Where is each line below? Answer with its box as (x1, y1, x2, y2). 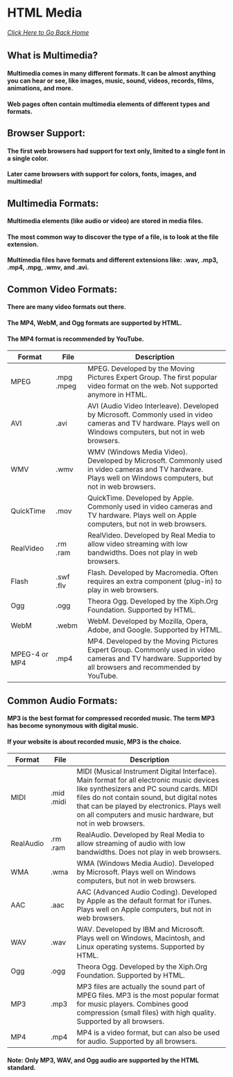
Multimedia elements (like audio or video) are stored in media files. (7, 217, 203, 225)
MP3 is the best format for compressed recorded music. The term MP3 (7, 714, 215, 723)
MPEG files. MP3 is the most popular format (76, 991, 220, 1001)
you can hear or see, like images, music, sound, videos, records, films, (7, 76, 214, 85)
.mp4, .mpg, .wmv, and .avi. (7, 263, 89, 272)
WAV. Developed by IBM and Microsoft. (76, 925, 205, 935)
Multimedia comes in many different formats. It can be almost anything (7, 69, 216, 77)
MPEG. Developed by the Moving (87, 364, 196, 374)
